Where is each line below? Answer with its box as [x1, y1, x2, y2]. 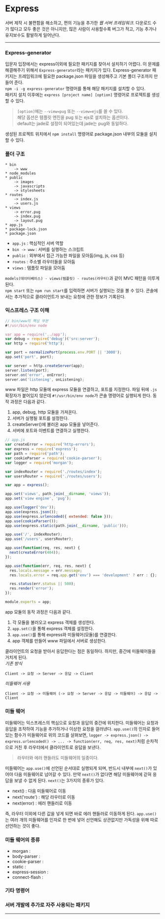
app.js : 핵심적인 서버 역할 [12, 240, 64, 246]
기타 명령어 [5, 887, 30, 894]
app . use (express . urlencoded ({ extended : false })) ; [5, 514, 113, 519]
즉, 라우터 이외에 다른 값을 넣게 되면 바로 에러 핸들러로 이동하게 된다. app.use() [5, 811, 157, 817]
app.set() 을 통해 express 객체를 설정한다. [12, 625, 94, 631]
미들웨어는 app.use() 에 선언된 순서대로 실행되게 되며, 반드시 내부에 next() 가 [5, 765, 152, 771]
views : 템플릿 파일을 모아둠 [12, 265, 65, 271]
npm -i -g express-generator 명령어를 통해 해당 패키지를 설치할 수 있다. [5, 85, 146, 91]
